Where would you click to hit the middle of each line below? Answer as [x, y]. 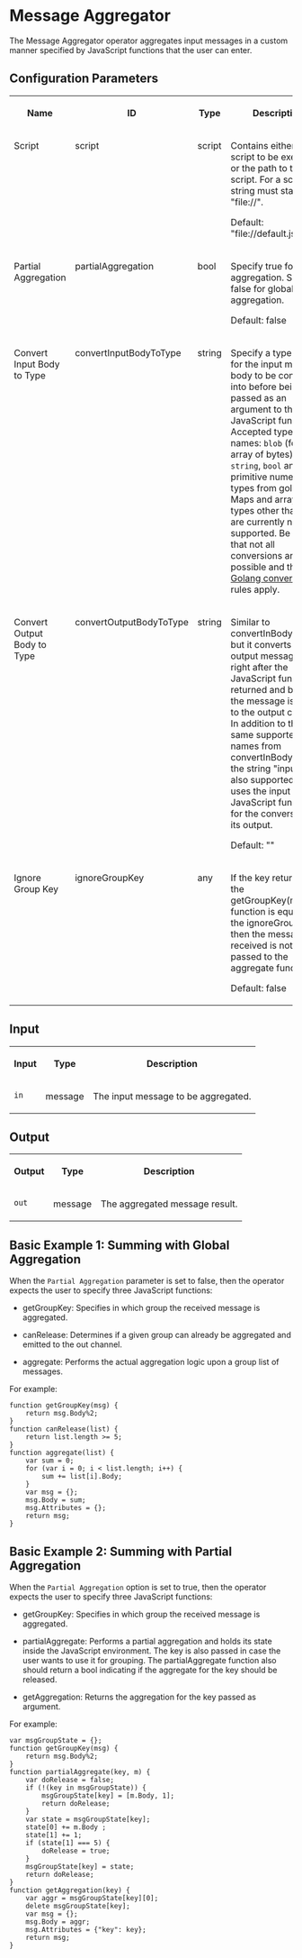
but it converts [261, 644]
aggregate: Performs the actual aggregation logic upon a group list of [151, 1362]
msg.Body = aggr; [58, 1922]
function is [253, 911]
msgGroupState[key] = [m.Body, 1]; [108, 1796]
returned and [258, 689]
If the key [250, 878]
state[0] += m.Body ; [66, 1827]
